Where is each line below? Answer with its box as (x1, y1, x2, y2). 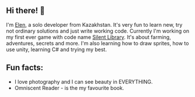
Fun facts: (6, 63, 44, 73)
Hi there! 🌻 (6, 6, 46, 16)
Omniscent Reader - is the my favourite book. (14, 84, 124, 91)
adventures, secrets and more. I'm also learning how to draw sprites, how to (6, 39, 189, 46)
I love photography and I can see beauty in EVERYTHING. (14, 78, 153, 85)
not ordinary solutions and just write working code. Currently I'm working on (6, 27, 190, 34)
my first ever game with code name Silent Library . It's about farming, (6, 33, 171, 41)
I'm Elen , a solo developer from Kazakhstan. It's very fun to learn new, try (6, 21, 183, 28)
